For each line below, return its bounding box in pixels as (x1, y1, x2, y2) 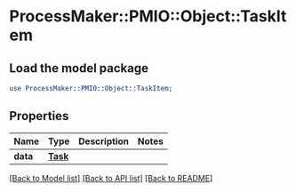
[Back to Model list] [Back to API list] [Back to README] (9, 172, 213, 183)
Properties (9, 108, 69, 124)
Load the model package (9, 60, 149, 76)
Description (78, 135, 129, 148)
